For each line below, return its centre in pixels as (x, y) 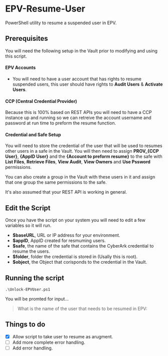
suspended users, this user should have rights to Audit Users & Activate (88, 84)
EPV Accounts (21, 68)
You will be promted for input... (37, 299)
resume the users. (31, 251)
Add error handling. (33, 348)
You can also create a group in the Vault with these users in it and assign (80, 177)
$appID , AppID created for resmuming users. (59, 241)
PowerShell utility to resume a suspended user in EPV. (61, 23)
